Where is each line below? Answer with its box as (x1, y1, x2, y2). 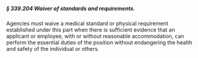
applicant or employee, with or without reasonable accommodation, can (6, 32, 185, 39)
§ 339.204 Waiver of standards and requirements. (6, 5, 135, 12)
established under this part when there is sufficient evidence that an (6, 26, 176, 33)
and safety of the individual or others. (6, 45, 99, 52)
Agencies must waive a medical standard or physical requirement (6, 20, 169, 27)
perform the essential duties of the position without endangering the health (6, 39, 193, 46)
